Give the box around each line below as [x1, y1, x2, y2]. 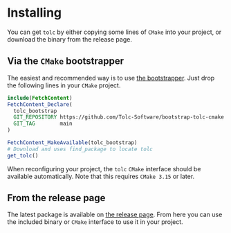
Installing [7, 5, 62, 21]
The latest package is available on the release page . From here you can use [7, 210, 223, 219]
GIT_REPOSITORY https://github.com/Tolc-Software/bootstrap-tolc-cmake [13, 114, 225, 121]
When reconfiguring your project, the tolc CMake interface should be [7, 164, 201, 173]
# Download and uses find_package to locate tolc [7, 146, 154, 153]
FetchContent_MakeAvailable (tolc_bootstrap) [7, 139, 138, 146]
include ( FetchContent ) [7, 94, 73, 101]
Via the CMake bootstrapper [7, 55, 124, 67]
